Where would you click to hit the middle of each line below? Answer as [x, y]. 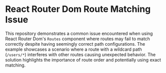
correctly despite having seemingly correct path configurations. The [75, 44]
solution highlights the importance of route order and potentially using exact [83, 60]
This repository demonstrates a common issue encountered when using [79, 33]
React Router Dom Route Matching [78, 9]
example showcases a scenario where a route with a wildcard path [74, 49]
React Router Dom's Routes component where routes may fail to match [78, 39]
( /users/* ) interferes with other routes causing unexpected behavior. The [81, 54]
